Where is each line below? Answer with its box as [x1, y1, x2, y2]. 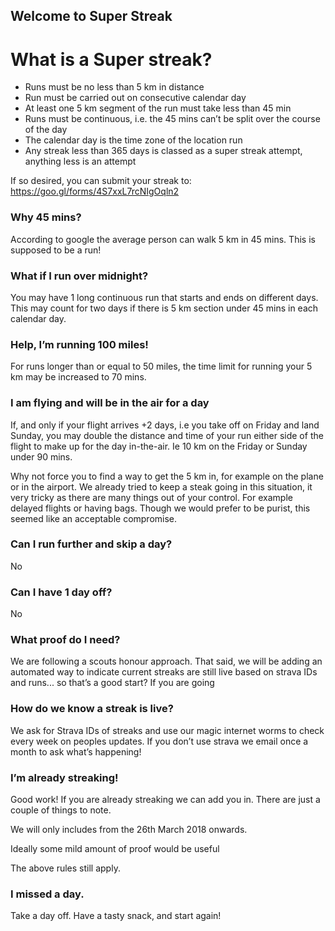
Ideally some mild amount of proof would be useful [10, 843, 220, 854]
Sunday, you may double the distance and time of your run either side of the [10, 429, 324, 441]
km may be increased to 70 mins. [10, 371, 147, 383]
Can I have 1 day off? [10, 585, 113, 599]
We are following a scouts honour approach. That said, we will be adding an [10, 655, 323, 668]
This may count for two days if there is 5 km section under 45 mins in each [10, 302, 319, 314]
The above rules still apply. [10, 862, 121, 874]
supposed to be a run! [10, 244, 102, 256]
